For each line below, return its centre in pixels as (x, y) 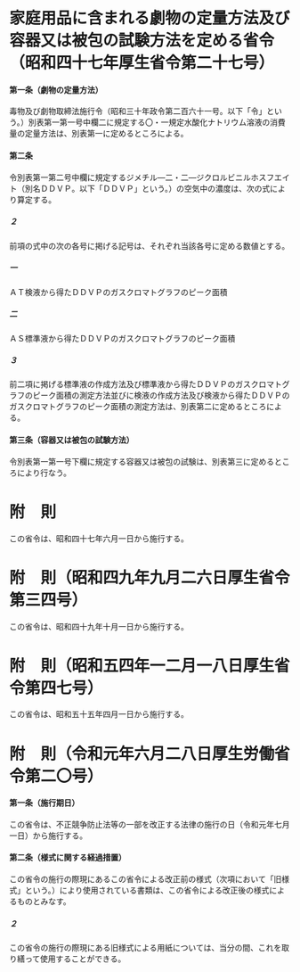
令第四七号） (57, 688)
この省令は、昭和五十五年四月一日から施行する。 (99, 714)
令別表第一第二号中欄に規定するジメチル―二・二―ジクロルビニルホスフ (142, 177)
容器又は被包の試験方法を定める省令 (142, 41)
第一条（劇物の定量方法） (56, 89)
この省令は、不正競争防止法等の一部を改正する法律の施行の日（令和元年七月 (150, 824)
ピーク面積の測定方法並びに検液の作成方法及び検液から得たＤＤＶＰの (161, 395)
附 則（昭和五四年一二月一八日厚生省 (150, 666)
